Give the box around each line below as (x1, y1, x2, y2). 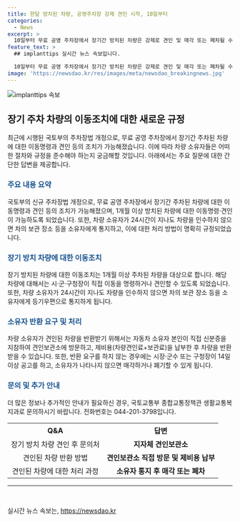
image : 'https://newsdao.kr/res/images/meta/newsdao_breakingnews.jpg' (7, 69, 225, 77)
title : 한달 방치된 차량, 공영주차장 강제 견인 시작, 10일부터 (7, 10, 168, 18)
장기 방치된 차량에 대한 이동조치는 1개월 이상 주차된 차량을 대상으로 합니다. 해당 (7, 271, 227, 279)
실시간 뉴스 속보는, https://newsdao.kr (7, 506, 116, 515)
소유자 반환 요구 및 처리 (7, 316, 82, 326)
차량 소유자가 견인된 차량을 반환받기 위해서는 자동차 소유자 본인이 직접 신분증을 (7, 334, 227, 343)
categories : (7, 17, 43, 24)
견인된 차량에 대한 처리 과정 (11, 466, 99, 476)
